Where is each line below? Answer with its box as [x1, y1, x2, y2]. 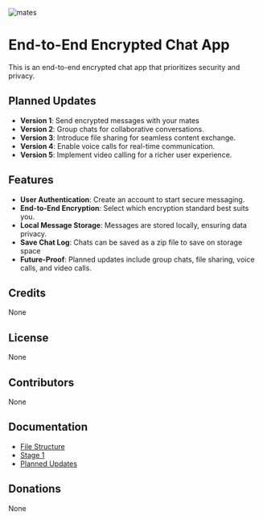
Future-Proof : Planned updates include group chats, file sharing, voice [19, 254, 255, 264]
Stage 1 [19, 450, 45, 460]
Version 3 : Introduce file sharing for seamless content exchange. [19, 133, 236, 142]
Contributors [8, 375, 75, 390]
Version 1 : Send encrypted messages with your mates [19, 115, 199, 125]
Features [8, 173, 54, 187]
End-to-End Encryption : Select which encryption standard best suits [19, 203, 249, 213]
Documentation [8, 420, 88, 434]
